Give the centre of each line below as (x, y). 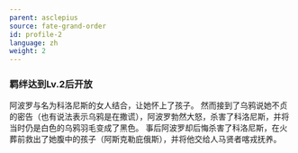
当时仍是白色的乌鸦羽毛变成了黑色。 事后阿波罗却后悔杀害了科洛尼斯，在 (144, 128)
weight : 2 (28, 51)
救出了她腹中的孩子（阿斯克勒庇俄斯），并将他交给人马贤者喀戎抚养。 (153, 139)
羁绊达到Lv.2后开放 (51, 85)
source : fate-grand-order (58, 26)
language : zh (34, 43)
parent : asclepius (44, 18)
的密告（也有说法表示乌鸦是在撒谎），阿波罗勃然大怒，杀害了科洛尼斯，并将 (149, 117)
